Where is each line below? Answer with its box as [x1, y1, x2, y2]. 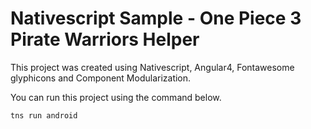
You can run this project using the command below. [10, 91, 222, 103]
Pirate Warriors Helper [10, 28, 200, 51]
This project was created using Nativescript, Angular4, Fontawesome [10, 61, 295, 73]
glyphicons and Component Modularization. [10, 72, 192, 84]
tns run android [10, 110, 78, 121]
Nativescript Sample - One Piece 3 [10, 7, 302, 30]
